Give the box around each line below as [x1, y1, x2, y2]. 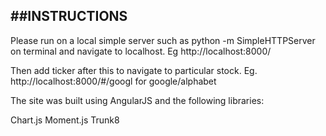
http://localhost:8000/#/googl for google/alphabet [10, 75, 217, 87]
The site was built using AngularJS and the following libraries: [10, 94, 265, 106]
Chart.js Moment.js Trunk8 [10, 114, 120, 126]
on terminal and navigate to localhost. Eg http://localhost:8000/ [10, 45, 272, 57]
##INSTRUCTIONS [10, 8, 128, 25]
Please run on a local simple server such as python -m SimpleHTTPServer [10, 34, 316, 46]
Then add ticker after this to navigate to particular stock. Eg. [10, 64, 258, 76]
